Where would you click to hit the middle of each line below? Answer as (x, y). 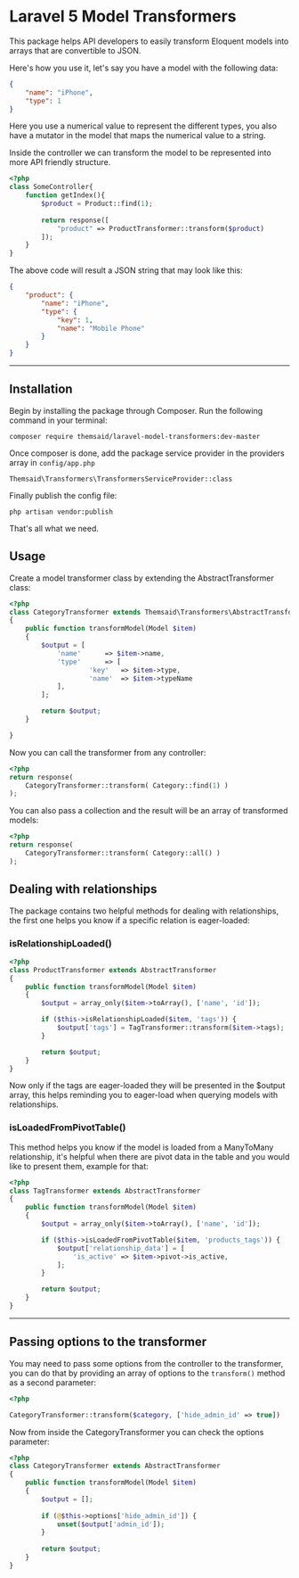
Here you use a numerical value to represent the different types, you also (143, 126)
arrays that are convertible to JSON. (75, 50)
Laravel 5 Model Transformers (123, 17)
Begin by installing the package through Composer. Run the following (136, 410)
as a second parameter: (53, 1382)
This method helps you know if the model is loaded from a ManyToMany (141, 1147)
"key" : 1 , (75, 320)
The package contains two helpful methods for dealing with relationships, (144, 911)
